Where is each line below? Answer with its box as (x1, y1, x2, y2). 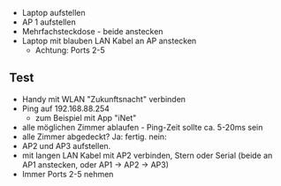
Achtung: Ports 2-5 (34, 45, 106, 56)
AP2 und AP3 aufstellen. (21, 140, 111, 151)
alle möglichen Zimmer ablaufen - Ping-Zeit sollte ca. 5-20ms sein (21, 122, 263, 132)
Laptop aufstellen (21, 8, 86, 18)
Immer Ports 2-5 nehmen (21, 168, 114, 179)
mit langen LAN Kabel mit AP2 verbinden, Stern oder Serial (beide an (21, 150, 273, 160)
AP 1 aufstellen (21, 17, 77, 27)
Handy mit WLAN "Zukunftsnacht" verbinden (21, 93, 186, 104)
